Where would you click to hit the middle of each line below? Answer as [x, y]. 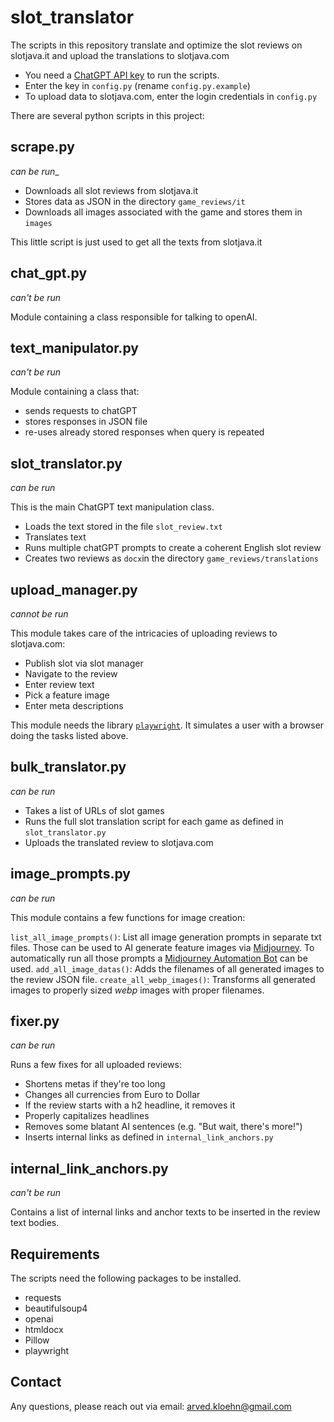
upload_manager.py [74, 589]
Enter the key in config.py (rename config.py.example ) [137, 85]
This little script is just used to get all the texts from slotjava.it [136, 242]
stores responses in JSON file [86, 422]
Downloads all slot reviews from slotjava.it [111, 190]
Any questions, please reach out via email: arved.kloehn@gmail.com [151, 1406]
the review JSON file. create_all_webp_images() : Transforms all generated [163, 979]
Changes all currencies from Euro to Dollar [112, 1095]
